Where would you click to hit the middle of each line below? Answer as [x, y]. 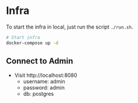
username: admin [44, 81]
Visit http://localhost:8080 [46, 75]
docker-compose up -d [32, 43]
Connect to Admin [40, 61]
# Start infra [23, 37]
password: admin [44, 87]
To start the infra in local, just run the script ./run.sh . [70, 27]
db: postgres [38, 94]
